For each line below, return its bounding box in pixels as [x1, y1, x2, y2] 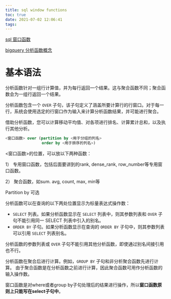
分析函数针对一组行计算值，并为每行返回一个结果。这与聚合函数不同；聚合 [5, 85, 161, 91]
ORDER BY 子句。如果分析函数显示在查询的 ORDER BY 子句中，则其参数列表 [12, 223, 165, 230]
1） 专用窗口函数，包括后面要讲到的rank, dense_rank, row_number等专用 [5, 161, 158, 167]
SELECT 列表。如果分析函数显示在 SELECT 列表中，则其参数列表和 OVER [12, 211, 157, 217]
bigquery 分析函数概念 [5, 47, 52, 54]
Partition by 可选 [5, 189, 40, 195]
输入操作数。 [5, 271, 32, 277]
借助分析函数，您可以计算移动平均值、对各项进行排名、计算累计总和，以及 [5, 119, 161, 126]
